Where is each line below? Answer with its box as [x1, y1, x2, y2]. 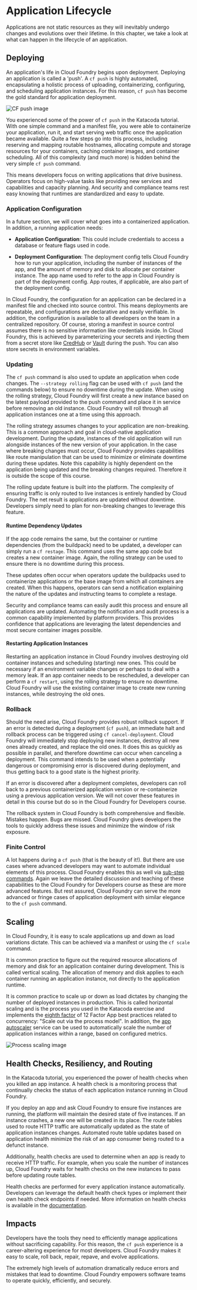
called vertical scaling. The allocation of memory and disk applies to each [6, 969, 184, 976]
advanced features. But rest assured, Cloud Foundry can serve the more [6, 887, 181, 894]
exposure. [6, 829, 30, 836]
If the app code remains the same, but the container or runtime [6, 535, 158, 542]
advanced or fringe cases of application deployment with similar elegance [6, 894, 185, 901]
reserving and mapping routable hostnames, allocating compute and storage [6, 141, 191, 148]
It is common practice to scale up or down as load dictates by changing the [6, 993, 188, 1000]
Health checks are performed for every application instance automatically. [6, 1183, 186, 1190]
